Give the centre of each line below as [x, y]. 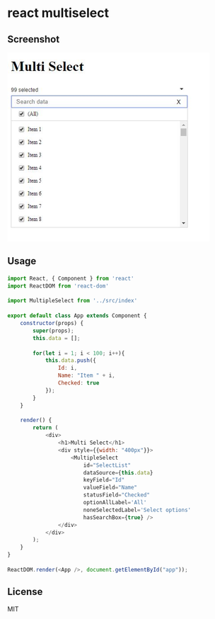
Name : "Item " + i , [86, 376]
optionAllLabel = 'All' [115, 503]
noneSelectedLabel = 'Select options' [137, 510]
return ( [46, 428]
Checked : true [79, 383]
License [25, 592]
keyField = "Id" [104, 480]
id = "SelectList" [107, 465]
